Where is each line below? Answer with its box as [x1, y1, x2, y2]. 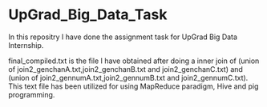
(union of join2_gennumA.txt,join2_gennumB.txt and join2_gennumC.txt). [8, 73, 249, 82]
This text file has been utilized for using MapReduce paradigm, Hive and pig [8, 81, 259, 91]
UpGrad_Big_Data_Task [8, 6, 168, 24]
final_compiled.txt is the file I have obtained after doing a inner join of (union [8, 56, 260, 65]
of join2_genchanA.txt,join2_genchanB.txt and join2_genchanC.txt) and [8, 64, 243, 73]
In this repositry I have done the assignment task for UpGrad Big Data [8, 32, 238, 42]
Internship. [8, 40, 44, 50]
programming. [8, 89, 55, 99]
